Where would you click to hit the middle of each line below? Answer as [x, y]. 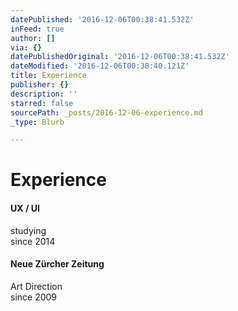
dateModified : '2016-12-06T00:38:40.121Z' [100, 66]
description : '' [44, 94]
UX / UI [25, 208]
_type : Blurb [37, 122]
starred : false [42, 103]
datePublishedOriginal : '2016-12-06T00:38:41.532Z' [120, 57]
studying [28, 230]
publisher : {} [40, 85]
